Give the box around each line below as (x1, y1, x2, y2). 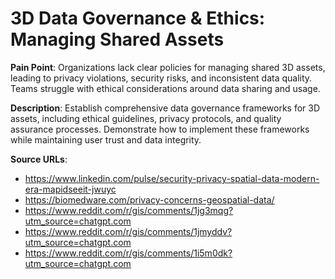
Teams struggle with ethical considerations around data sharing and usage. (10, 82, 321, 94)
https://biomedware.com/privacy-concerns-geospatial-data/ (24, 193, 275, 206)
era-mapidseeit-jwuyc (24, 183, 117, 195)
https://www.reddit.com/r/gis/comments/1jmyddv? (24, 225, 233, 237)
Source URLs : (10, 153, 68, 165)
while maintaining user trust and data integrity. (10, 133, 202, 146)
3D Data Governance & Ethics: (10, 7, 266, 30)
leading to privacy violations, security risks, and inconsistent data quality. (10, 72, 313, 84)
